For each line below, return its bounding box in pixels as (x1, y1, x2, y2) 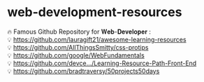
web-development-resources (7, 4, 182, 20)
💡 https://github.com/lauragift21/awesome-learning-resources (7, 35, 187, 43)
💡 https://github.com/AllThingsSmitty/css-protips (7, 43, 149, 51)
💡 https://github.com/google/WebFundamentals (7, 50, 145, 60)
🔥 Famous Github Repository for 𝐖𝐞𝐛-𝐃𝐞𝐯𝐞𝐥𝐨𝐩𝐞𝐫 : (7, 27, 152, 36)
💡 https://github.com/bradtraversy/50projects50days (7, 67, 160, 75)
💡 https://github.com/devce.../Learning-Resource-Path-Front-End (7, 59, 197, 67)
